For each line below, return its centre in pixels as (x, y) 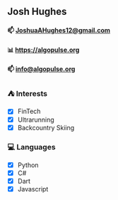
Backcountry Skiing (46, 127)
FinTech (29, 111)
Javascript (33, 189)
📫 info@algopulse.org (41, 69)
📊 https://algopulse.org (43, 50)
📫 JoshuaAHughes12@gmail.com (59, 30)
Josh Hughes (37, 12)
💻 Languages (31, 147)
